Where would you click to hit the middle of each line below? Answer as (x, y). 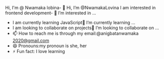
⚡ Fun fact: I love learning (38, 51)
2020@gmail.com (31, 40)
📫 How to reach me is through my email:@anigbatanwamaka (75, 33)
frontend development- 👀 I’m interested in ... (51, 13)
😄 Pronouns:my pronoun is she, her (49, 46)
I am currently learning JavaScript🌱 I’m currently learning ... (74, 23)
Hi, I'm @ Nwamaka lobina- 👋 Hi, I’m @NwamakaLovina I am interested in (80, 8)
